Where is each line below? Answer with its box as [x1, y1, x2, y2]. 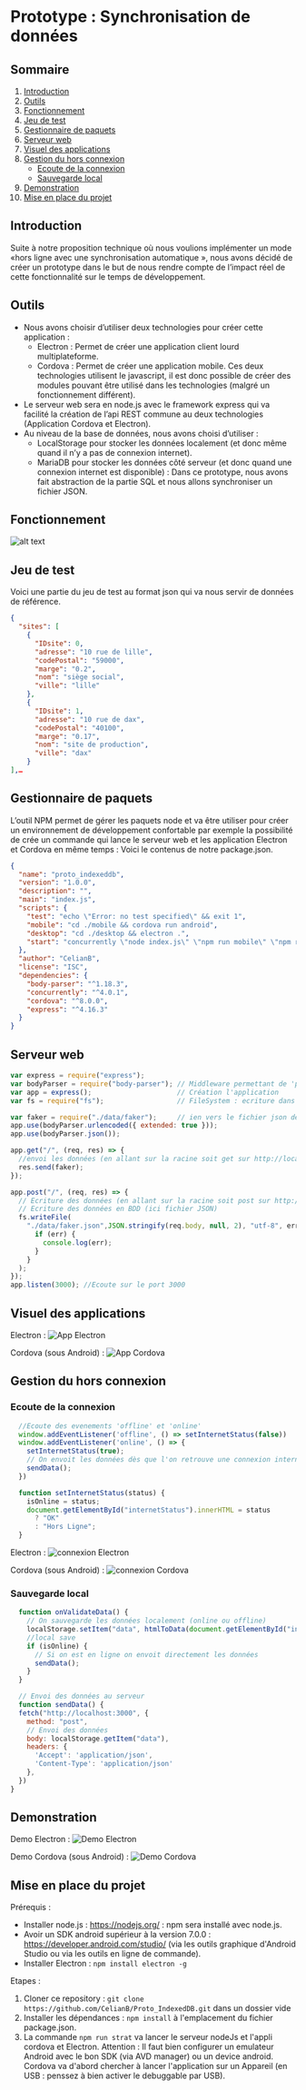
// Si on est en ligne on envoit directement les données [34, 1650, 259, 1659]
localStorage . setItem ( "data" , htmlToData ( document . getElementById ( [26, 1625, 287, 1634]
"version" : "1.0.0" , [18, 878, 96, 887]
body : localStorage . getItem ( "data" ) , [26, 1734, 170, 1743]
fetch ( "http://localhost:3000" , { [18, 1709, 149, 1718]
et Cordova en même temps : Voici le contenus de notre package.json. [10, 843, 273, 854]
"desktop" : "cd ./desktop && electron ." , [26, 929, 190, 938]
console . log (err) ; [43, 1237, 113, 1247]
